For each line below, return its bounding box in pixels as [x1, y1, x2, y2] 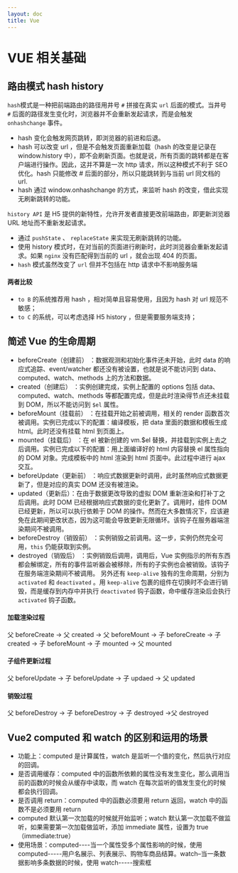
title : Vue [7, 17, 40, 24]
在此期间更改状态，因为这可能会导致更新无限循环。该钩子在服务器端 [23, 515, 224, 524]
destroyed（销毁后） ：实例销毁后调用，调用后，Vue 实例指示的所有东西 [17, 551, 231, 559]
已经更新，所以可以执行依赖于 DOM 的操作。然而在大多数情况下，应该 [17, 506, 224, 515]
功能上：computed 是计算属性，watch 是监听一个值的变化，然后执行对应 [17, 751, 231, 760]
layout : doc [7, 10, 43, 18]
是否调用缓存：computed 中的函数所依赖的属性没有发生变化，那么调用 [17, 769, 224, 778]
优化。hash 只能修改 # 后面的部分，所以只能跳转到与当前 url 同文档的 [17, 168, 221, 178]
